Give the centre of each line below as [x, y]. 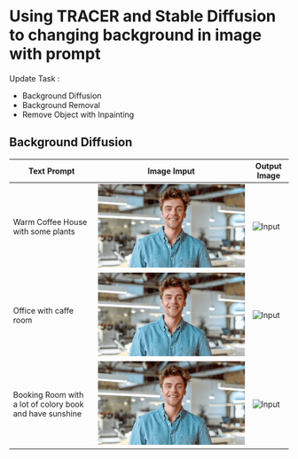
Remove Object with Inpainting [78, 114]
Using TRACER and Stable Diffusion [143, 16]
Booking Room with [48, 394]
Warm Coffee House [50, 222]
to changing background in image [135, 35]
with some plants [44, 231]
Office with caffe [43, 310]
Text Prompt [51, 171]
